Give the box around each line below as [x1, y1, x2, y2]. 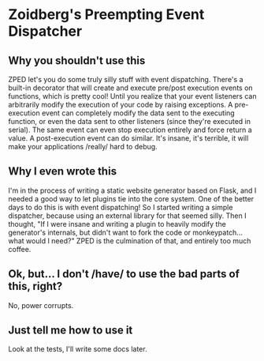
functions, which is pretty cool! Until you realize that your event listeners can [8, 92, 257, 100]
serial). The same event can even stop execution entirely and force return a [8, 125, 252, 134]
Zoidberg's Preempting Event [8, 6, 205, 24]
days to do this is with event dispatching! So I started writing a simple [8, 202, 233, 212]
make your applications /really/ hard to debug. [8, 142, 158, 151]
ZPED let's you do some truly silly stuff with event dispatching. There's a [8, 75, 244, 84]
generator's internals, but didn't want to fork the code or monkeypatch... [8, 228, 243, 237]
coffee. [8, 244, 32, 254]
